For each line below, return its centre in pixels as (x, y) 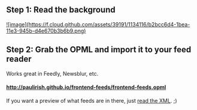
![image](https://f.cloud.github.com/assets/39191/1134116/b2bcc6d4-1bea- (98, 24)
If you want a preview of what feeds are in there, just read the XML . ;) (92, 100)
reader (19, 59)
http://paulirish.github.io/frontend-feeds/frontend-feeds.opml (86, 87)
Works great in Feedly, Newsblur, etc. (52, 73)
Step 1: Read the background (61, 10)
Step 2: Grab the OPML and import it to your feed (99, 50)
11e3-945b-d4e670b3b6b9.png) (46, 31)
